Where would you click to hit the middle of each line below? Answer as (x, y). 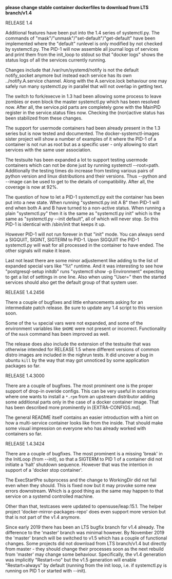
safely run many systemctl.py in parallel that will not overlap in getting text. (84, 86)
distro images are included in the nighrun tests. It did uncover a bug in (79, 355)
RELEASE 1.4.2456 (25, 292)
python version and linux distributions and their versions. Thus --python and (86, 176)
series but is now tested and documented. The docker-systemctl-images (82, 133)
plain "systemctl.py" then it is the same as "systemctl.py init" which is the (83, 213)
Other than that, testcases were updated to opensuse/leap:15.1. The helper (84, 506)
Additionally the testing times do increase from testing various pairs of (80, 171)
